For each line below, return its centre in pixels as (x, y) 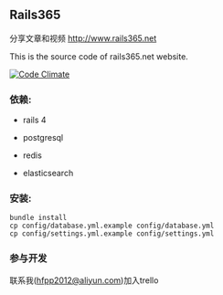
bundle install (38, 218)
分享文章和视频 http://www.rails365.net (83, 38)
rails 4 (35, 120)
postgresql (43, 138)
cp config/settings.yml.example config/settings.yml (112, 234)
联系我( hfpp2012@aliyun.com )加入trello (84, 280)
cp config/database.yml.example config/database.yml (112, 226)
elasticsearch (48, 174)
